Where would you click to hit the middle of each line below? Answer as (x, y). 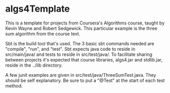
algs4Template (38, 9)
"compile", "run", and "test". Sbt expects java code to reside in (70, 49)
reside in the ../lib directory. (34, 65)
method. (14, 86)
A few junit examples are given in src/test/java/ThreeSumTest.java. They (81, 75)
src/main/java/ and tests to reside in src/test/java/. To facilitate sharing (79, 54)
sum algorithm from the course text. (43, 34)
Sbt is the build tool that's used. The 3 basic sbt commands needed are (80, 43)
